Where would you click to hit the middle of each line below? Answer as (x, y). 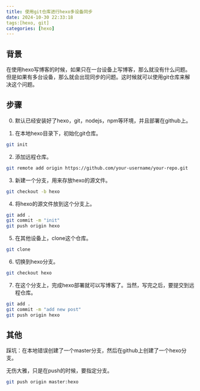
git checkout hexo (29, 273)
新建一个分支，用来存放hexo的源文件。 (63, 180)
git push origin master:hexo (42, 382)
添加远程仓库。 (33, 156)
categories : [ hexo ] (30, 28)
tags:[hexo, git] (28, 23)
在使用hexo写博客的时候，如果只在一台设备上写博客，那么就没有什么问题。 (99, 70)
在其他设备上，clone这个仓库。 (53, 238)
